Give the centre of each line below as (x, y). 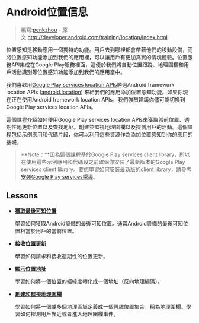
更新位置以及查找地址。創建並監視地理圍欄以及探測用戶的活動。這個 (105, 127)
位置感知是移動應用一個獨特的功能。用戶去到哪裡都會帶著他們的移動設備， (97, 50)
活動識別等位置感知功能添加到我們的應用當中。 (68, 72)
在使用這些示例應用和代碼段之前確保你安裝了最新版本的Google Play (103, 161)
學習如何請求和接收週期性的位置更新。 (61, 256)
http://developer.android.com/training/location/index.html (97, 37)
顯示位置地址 (30, 268)
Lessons (22, 196)
